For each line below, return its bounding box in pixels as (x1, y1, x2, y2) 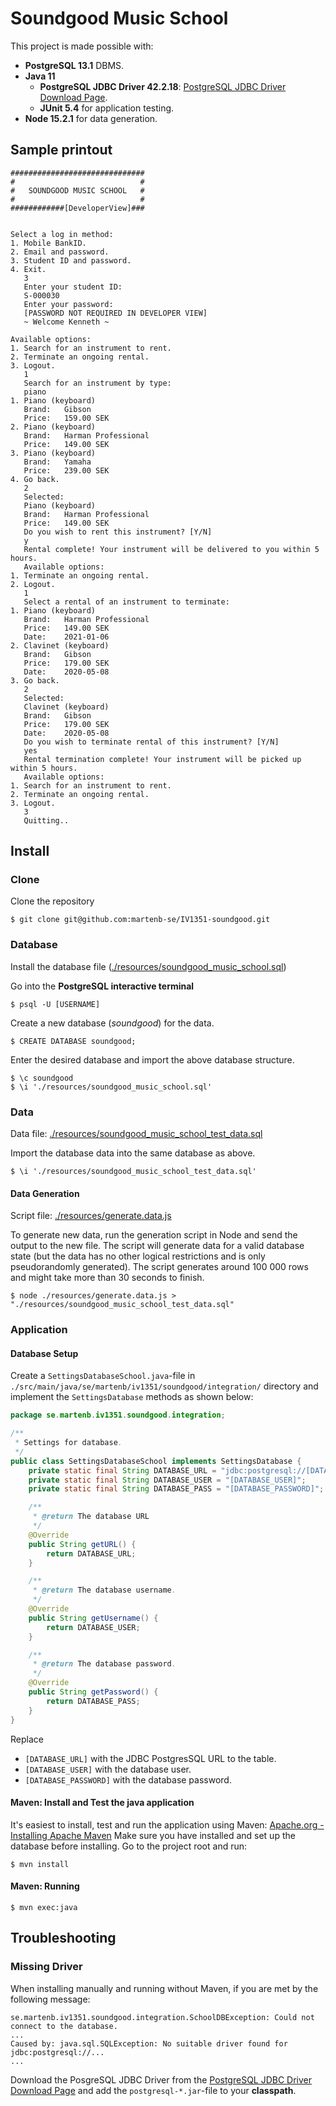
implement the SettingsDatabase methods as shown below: (10, 1391, 254, 1403)
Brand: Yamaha (23, 457, 92, 467)
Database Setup (10, 1347, 79, 1359)
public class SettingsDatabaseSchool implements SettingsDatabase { (10, 1456, 302, 1466)
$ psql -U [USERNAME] (10, 999, 101, 1009)
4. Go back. (10, 474, 60, 484)
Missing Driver (10, 1960, 83, 1974)
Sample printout (10, 142, 113, 159)
